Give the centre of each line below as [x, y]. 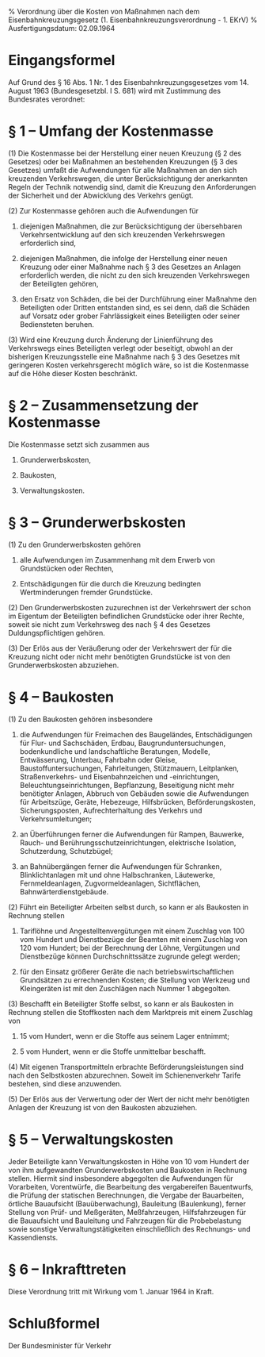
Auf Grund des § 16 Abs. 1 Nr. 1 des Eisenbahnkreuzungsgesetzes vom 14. [129, 82]
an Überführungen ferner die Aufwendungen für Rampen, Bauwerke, [132, 834]
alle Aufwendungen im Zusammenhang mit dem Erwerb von [117, 559]
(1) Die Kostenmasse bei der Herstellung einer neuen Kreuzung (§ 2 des [125, 153]
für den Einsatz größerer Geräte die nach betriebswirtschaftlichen [127, 971]
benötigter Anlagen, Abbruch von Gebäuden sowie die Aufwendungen [134, 794]
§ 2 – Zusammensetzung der [104, 406]
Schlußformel [54, 1323]
